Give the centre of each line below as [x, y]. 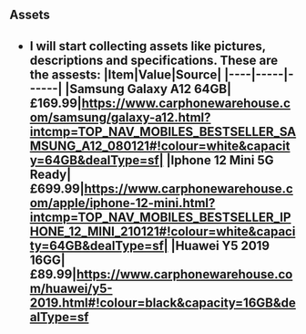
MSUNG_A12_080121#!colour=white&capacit [160, 146]
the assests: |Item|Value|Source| [126, 74]
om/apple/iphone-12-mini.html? [122, 203]
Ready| [51, 174]
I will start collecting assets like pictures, [148, 46]
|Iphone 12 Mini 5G [220, 160]
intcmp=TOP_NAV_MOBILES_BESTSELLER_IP [160, 217]
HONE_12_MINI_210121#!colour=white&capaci [163, 231]
